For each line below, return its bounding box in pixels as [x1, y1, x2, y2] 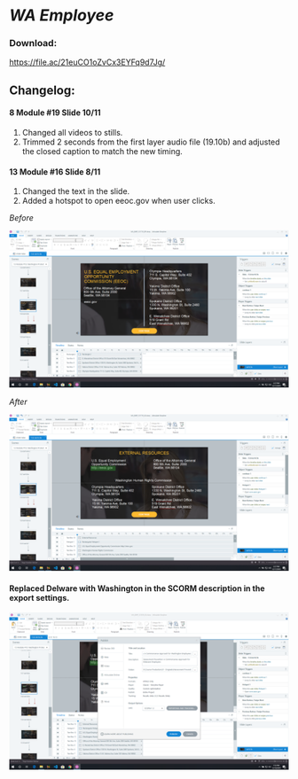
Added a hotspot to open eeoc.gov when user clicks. [21, 196, 216, 206]
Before [9, 213, 34, 223]
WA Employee [9, 5, 114, 26]
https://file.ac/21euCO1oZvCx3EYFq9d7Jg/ [9, 57, 166, 67]
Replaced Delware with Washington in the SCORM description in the [9, 582, 265, 594]
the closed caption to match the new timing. [21, 146, 184, 157]
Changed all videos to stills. [21, 128, 123, 138]
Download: [9, 37, 58, 50]
